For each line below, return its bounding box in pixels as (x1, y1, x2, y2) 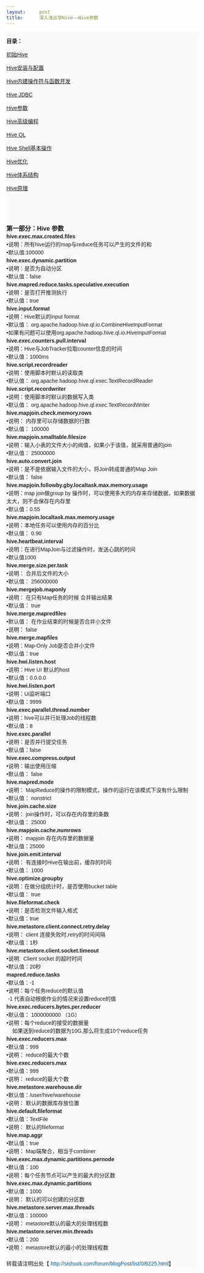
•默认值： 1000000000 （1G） (6, 1011, 81, 1018)
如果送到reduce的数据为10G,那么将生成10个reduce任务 (12, 1027, 148, 1034)
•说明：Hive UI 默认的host (6, 666, 70, 673)
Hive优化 (6, 158, 29, 165)
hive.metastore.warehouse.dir (6, 1083, 82, 1090)
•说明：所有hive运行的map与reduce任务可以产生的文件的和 (6, 241, 152, 248)
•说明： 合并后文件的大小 (6, 570, 69, 577)
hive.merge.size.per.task (6, 562, 68, 569)
